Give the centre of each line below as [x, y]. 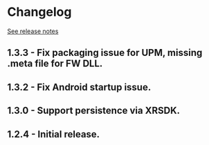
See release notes [33, 31]
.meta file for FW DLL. [55, 64]
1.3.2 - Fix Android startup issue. [79, 87]
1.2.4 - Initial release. [54, 134]
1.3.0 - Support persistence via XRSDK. [94, 111]
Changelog [39, 12]
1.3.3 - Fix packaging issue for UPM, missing [105, 53]
